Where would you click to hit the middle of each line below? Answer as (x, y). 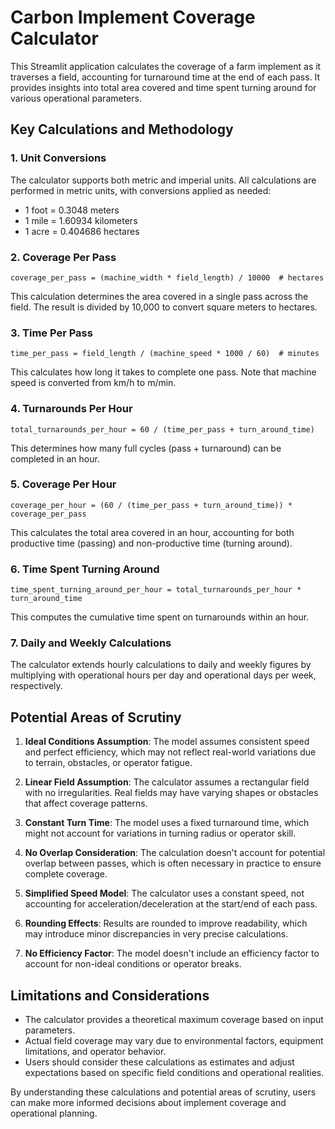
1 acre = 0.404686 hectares (82, 231)
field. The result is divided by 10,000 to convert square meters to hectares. (164, 307)
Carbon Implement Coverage (133, 17)
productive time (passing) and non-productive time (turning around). (151, 543)
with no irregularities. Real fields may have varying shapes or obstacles (171, 793)
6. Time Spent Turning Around (85, 569)
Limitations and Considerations (110, 995)
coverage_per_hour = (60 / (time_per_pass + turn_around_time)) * (151, 505)
